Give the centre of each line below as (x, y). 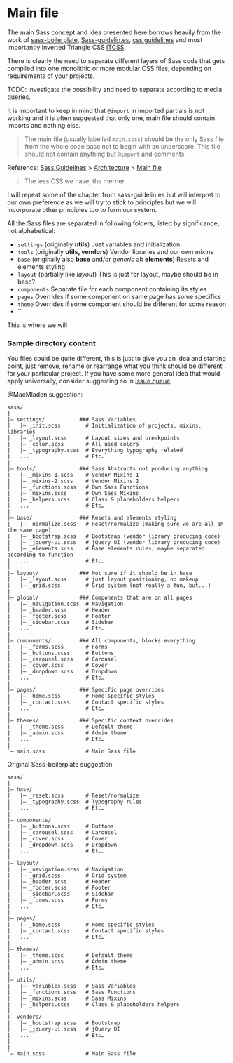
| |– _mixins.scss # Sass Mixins (67, 998)
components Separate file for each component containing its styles (112, 289)
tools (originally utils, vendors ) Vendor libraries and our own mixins (115, 251)
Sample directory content (51, 343)
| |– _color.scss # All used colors (73, 444)
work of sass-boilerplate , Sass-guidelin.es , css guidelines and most (105, 39)
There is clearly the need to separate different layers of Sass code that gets (116, 60)
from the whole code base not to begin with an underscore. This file (122, 146)
